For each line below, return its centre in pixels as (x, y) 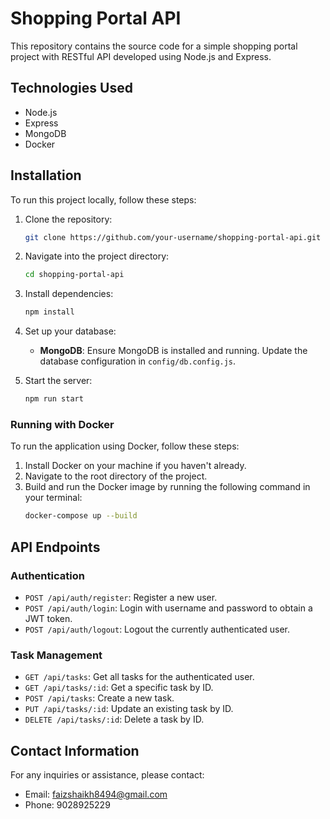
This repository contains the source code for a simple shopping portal (154, 46)
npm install (49, 312)
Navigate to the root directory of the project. (116, 476)
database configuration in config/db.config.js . (138, 361)
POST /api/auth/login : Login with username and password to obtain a (168, 608)
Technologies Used (71, 88)
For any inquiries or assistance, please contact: (107, 775)
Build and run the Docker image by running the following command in (167, 487)
